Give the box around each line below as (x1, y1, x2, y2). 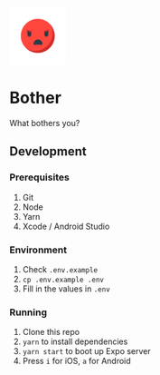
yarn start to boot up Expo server (22, 346, 151, 357)
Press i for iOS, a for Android (22, 356, 131, 367)
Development (9, 143, 88, 160)
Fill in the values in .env (22, 283, 110, 294)
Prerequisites (9, 171, 70, 183)
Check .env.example (22, 263, 98, 274)
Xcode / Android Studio (22, 221, 110, 232)
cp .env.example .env (22, 275, 104, 284)
